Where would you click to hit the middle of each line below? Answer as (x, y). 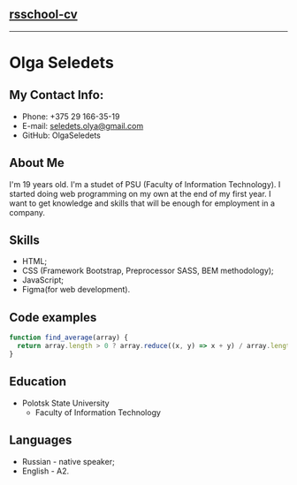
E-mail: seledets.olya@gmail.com (83, 125)
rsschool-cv (43, 15)
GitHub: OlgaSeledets (61, 135)
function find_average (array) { (69, 338)
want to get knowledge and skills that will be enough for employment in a (142, 203)
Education (38, 382)
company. (27, 212)
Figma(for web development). (76, 290)
